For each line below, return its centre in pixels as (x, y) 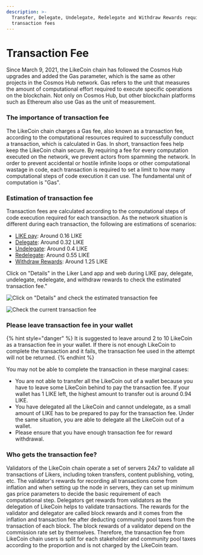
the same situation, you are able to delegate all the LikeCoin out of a (99, 420)
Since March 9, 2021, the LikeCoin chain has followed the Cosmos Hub (94, 70)
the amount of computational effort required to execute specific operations (99, 89)
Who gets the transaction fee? (52, 455)
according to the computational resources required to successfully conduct (100, 137)
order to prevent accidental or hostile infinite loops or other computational (98, 163)
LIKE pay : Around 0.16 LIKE (49, 235)
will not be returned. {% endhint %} (50, 358)
